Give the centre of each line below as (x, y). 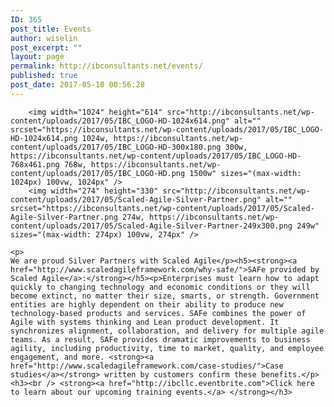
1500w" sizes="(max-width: (245, 173)
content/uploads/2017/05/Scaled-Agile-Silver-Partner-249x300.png (151, 226)
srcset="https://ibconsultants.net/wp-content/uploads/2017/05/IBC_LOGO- (167, 129)
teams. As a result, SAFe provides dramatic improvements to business (160, 339)
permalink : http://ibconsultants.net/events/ (106, 66)
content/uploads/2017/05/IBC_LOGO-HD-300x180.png (116, 147)
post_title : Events (51, 29)
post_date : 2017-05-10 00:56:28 (77, 85)
